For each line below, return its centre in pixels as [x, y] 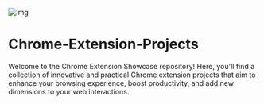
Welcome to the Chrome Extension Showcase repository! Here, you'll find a [132, 66]
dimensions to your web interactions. [69, 91]
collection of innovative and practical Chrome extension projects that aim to [132, 75]
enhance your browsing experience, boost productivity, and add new [121, 83]
